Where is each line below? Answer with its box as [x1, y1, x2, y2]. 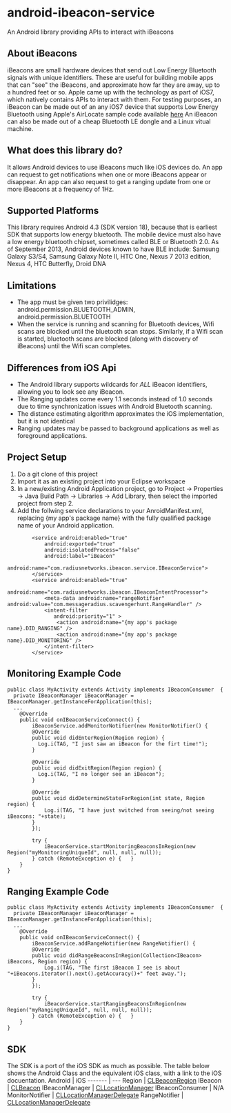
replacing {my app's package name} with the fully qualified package [17, 514, 212, 522]
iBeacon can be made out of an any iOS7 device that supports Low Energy [7, 102, 219, 111]
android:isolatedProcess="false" [43, 546, 140, 553]
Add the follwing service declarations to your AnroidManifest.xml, [17, 506, 203, 514]
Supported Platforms [7, 205, 99, 217]
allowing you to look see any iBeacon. [17, 388, 125, 396]
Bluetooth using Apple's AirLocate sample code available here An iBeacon [7, 110, 218, 118]
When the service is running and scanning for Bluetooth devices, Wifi [17, 320, 214, 328]
